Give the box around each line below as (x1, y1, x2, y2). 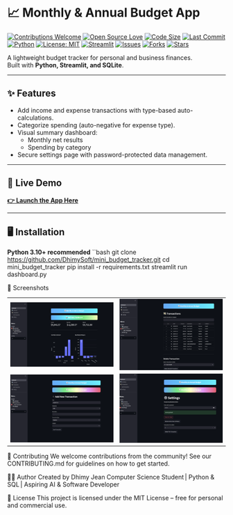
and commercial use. (7, 501, 67, 509)
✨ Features (7, 88, 56, 100)
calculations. (17, 113, 54, 122)
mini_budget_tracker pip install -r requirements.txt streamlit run (7, 263, 187, 271)
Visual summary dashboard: (17, 128, 98, 136)
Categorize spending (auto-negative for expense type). (17, 120, 175, 129)
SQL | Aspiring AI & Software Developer (7, 480, 120, 489)
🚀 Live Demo (7, 177, 62, 189)
